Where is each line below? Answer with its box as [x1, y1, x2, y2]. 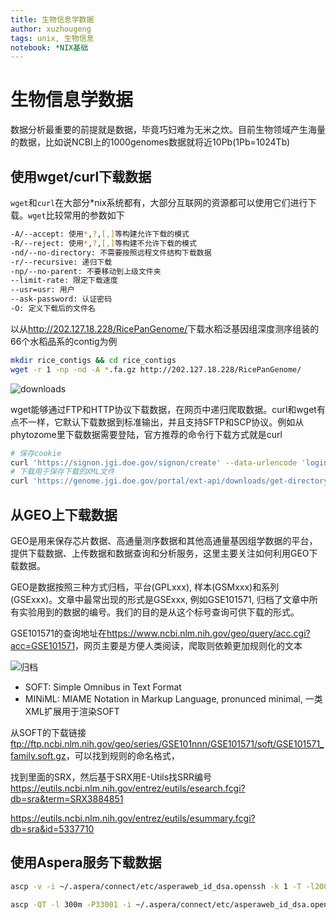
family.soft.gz [10, 749, 67, 761]
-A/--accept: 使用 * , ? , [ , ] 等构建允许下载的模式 [10, 229, 190, 239]
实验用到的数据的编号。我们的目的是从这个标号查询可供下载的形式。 [18, 606, 300, 618]
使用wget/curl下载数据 [10, 168, 152, 185]
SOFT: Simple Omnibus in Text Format [24, 681, 182, 693]
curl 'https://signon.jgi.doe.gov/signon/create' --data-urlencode [10, 457, 298, 468]
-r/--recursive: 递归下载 [10, 257, 113, 267]
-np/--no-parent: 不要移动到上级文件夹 [10, 266, 162, 276]
